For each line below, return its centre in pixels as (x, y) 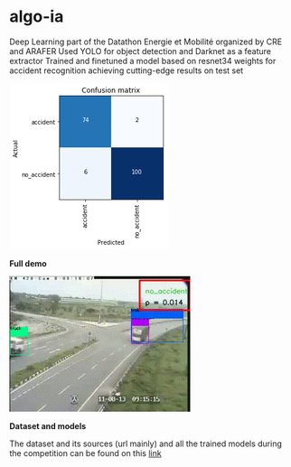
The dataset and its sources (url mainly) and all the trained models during (146, 444)
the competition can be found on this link (85, 453)
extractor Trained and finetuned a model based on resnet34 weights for (143, 61)
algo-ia (37, 17)
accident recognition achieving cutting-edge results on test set (127, 70)
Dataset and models (48, 425)
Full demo (28, 263)
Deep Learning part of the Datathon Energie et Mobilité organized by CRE (146, 42)
